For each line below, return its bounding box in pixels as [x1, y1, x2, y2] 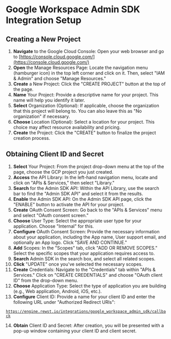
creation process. [13, 135, 51, 141]
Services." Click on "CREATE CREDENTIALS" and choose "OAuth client [13, 272, 163, 278]
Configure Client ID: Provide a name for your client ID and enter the [13, 294, 155, 300]
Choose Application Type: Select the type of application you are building [13, 282, 166, 289]
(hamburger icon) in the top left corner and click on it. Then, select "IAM [13, 70, 165, 76]
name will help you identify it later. [13, 97, 85, 103]
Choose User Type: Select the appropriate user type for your [13, 217, 142, 224]
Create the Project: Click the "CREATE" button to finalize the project [13, 130, 156, 136]
